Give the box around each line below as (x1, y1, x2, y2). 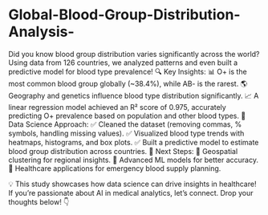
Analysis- (8, 22, 75, 41)
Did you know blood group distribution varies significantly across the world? (8, 49, 260, 59)
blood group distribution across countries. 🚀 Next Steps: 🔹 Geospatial (8, 146, 238, 156)
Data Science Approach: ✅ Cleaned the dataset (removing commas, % (8, 119, 242, 129)
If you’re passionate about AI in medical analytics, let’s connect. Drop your (8, 188, 254, 197)
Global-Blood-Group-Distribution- (8, 6, 241, 24)
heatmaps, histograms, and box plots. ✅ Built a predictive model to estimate (8, 137, 259, 147)
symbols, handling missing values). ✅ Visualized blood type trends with (8, 128, 245, 138)
